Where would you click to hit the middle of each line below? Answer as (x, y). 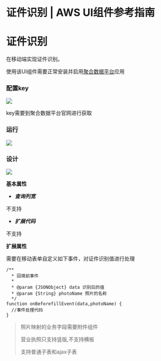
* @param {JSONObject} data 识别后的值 (58, 288)
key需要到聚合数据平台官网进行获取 (49, 113)
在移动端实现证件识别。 (34, 59)
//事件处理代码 (27, 310)
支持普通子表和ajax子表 (49, 352)
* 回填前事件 (25, 276)
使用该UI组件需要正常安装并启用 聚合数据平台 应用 (66, 72)
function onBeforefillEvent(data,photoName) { (64, 304)
